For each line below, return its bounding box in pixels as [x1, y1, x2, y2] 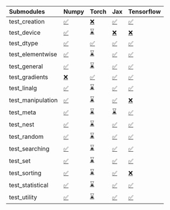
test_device [9, 28, 41, 36]
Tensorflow [128, 8, 161, 15]
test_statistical [9, 181, 49, 189]
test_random [9, 132, 44, 141]
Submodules [9, 8, 45, 15]
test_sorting [9, 169, 42, 177]
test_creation [9, 18, 45, 25]
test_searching [9, 144, 50, 152]
